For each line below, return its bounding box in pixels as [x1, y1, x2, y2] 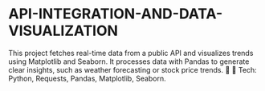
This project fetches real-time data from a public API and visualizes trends [8, 48, 254, 57]
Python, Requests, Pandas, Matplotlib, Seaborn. [8, 73, 166, 83]
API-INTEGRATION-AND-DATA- [8, 5, 223, 23]
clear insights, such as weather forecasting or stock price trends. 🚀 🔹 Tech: [8, 65, 257, 74]
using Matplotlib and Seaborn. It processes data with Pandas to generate [8, 57, 250, 66]
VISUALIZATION [8, 22, 119, 40]
